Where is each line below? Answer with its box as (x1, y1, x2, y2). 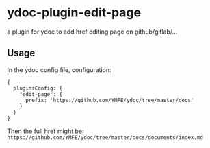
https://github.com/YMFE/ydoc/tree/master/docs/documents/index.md (7, 134, 204, 141)
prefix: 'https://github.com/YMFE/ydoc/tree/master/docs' (25, 97, 194, 103)
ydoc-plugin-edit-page (7, 5, 142, 21)
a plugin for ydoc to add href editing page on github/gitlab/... (7, 27, 178, 36)
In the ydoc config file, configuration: (7, 65, 111, 73)
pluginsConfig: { (13, 84, 63, 92)
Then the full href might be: (7, 127, 84, 135)
